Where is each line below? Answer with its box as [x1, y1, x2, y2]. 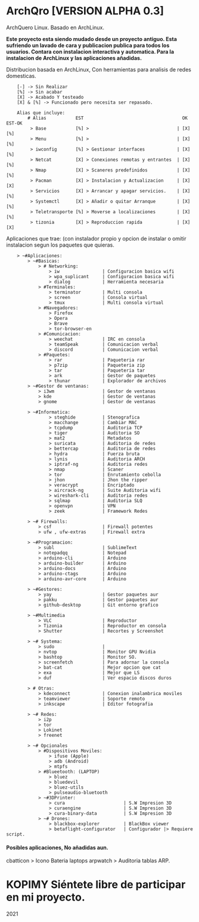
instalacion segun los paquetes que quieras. [6, 241, 114, 248]
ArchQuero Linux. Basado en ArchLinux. [6, 24, 105, 31]
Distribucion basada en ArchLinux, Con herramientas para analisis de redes [6, 66, 192, 73]
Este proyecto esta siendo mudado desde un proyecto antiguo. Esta [6, 35, 178, 42]
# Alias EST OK [27, 115, 188, 121]
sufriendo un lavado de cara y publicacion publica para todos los [6, 42, 170, 49]
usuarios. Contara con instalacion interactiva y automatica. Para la [6, 48, 175, 55]
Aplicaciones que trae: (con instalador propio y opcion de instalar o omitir [6, 235, 186, 242]
